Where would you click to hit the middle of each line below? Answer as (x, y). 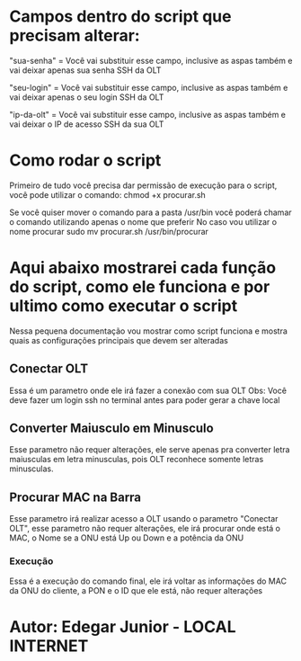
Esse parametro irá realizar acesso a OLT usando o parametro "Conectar (144, 519)
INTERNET (49, 646)
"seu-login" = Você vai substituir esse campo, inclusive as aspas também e (149, 87)
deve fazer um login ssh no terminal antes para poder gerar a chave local (145, 400)
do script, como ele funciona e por (140, 287)
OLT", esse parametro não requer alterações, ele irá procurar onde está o (145, 529)
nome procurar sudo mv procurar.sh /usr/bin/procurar (109, 231)
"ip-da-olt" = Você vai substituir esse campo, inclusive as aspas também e (147, 114)
